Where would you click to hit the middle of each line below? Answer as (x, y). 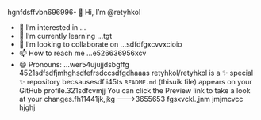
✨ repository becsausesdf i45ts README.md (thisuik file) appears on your (136, 82)
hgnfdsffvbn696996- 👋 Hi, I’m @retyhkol (74, 12)
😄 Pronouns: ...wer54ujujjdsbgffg (74, 64)
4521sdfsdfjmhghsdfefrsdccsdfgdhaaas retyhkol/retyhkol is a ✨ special (136, 73)
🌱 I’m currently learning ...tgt (65, 36)
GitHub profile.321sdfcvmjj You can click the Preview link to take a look (134, 90)
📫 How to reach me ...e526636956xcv (83, 53)
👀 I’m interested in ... (52, 27)
